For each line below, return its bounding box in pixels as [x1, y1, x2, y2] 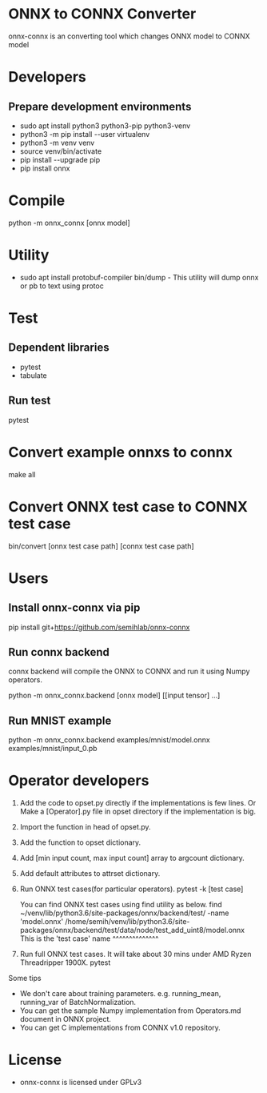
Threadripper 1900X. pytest [19, 958, 111, 967]
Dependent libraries [8, 341, 110, 355]
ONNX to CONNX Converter [8, 5, 197, 23]
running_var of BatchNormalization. [19, 998, 137, 1007]
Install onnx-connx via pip [8, 601, 141, 615]
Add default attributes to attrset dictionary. [19, 869, 161, 878]
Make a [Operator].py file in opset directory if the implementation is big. [19, 806, 256, 817]
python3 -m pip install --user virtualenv [19, 129, 150, 139]
